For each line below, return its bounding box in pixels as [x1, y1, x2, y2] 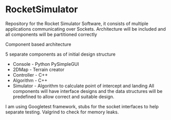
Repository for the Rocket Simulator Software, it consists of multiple [5, 20, 149, 27]
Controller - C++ [12, 71, 48, 78]
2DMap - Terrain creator [12, 66, 65, 73]
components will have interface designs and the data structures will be [12, 88, 163, 94]
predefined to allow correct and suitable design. [12, 93, 115, 100]
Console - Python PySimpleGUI [12, 61, 80, 67]
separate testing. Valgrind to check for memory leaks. [5, 109, 119, 115]
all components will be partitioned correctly [5, 31, 98, 37]
